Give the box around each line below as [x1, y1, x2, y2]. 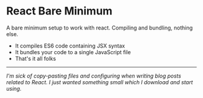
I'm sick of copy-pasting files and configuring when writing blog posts [6, 72, 181, 79]
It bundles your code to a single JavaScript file [14, 48, 131, 55]
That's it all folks [14, 55, 56, 62]
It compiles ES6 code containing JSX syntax [14, 42, 125, 49]
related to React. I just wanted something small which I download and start [6, 78, 193, 85]
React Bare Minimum [6, 4, 113, 18]
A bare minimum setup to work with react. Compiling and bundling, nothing [6, 24, 193, 31]
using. [6, 85, 22, 92]
